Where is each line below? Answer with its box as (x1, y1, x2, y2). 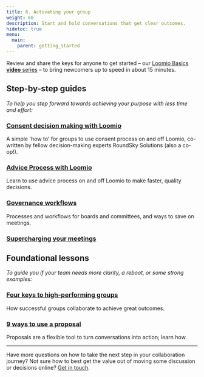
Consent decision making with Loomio (6, 121, 121, 130)
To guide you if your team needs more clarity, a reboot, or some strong (6, 269, 184, 277)
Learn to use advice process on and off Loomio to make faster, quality (6, 177, 182, 184)
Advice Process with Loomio (6, 163, 92, 171)
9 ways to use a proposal (6, 320, 81, 328)
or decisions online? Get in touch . (6, 364, 90, 371)
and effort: (6, 106, 33, 113)
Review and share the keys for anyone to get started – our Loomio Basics (6, 59, 189, 67)
